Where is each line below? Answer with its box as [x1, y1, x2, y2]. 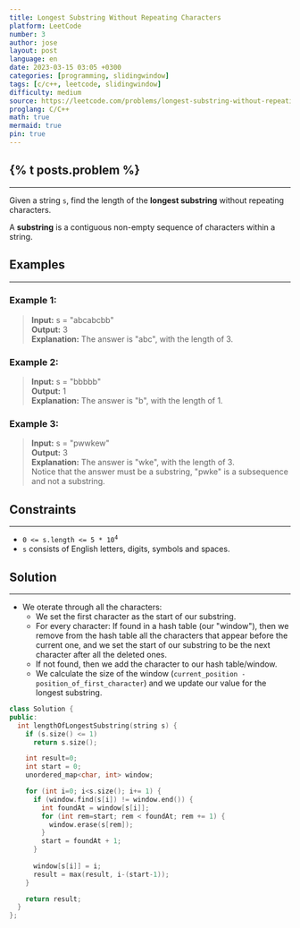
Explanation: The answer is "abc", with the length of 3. [30, 333, 234, 345]
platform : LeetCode [9, 21, 82, 30]
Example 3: [9, 418, 60, 430]
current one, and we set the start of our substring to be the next [35, 640, 271, 651]
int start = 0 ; [25, 762, 82, 771]
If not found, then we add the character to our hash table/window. [35, 659, 278, 669]
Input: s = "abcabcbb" [30, 314, 114, 325]
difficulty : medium [9, 88, 82, 97]
